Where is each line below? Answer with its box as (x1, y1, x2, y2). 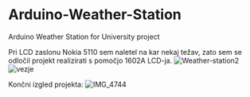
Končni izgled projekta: (8, 80, 84, 89)
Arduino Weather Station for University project (8, 32, 161, 41)
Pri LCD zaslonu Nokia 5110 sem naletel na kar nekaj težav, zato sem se (8, 47, 243, 56)
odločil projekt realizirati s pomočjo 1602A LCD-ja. (8, 56, 173, 65)
